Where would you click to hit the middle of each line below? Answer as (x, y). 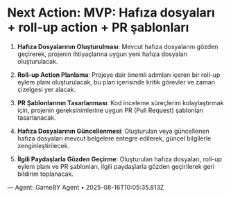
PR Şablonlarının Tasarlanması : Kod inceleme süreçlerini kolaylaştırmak (120, 102)
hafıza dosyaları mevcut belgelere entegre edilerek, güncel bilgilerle (114, 138)
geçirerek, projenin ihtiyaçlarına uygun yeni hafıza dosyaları (102, 54)
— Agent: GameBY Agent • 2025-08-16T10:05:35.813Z (86, 187)
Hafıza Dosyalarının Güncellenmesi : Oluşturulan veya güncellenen (113, 131)
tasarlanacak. (37, 117)
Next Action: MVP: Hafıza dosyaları (111, 13)
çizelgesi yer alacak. (46, 89)
